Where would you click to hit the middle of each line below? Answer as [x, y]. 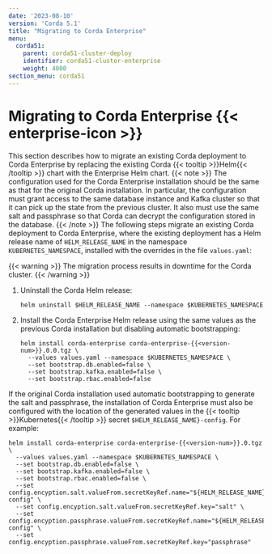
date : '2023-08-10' [41, 16]
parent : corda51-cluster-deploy [77, 53]
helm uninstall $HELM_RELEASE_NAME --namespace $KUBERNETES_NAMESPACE [142, 305]
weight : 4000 [45, 69]
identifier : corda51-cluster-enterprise [92, 61]
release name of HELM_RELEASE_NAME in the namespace [98, 241]
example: [23, 428]
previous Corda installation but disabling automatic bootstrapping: [130, 328]
